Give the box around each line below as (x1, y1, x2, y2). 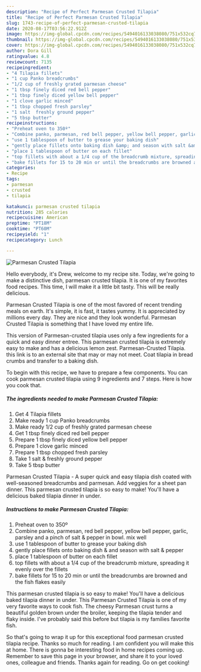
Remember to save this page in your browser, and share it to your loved (6, 652, 182, 659)
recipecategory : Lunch (6, 237, 63, 243)
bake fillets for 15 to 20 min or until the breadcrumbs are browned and (14, 572, 187, 579)
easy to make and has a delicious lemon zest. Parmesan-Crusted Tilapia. (6, 344, 186, 351)
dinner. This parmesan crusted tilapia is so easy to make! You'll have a (6, 486, 179, 493)
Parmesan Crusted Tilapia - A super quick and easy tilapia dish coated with (6, 473, 192, 480)
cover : (6, 43, 23, 49)
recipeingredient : (6, 64, 52, 71)
